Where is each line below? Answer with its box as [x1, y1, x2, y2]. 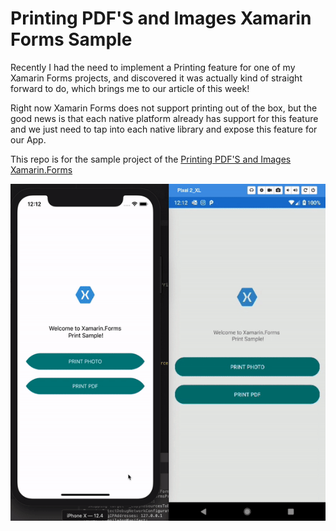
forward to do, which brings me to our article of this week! [10, 82, 250, 94]
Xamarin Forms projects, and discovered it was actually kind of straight [10, 72, 303, 84]
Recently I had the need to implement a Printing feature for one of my [10, 61, 296, 73]
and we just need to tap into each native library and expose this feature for [10, 123, 318, 135]
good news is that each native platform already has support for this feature [10, 112, 319, 124]
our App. [10, 133, 47, 146]
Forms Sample [10, 28, 133, 51]
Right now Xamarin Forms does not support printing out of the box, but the [10, 102, 318, 114]
